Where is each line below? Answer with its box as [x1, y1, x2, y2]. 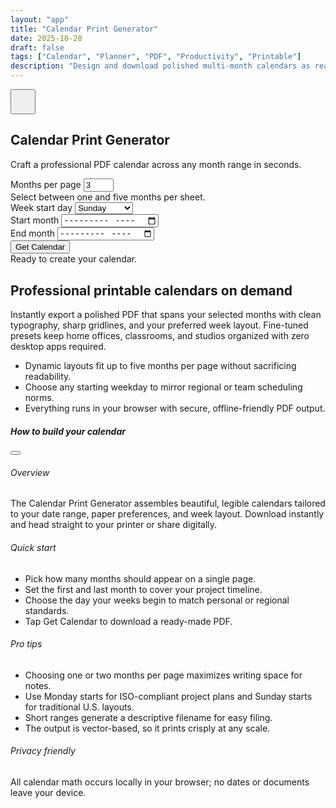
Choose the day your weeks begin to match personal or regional [24, 594, 290, 606]
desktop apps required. [10, 341, 107, 353]
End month [10, 227, 55, 240]
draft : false [10, 42, 65, 53]
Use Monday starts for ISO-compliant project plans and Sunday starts [24, 690, 313, 702]
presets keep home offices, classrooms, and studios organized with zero [10, 330, 310, 342]
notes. [24, 679, 52, 691]
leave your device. [10, 787, 87, 799]
